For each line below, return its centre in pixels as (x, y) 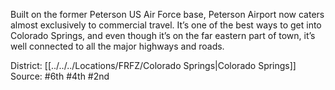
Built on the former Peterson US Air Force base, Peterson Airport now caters (167, 14)
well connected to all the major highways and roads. (117, 46)
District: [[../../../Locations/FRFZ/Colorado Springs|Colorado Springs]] (153, 65)
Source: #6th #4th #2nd (60, 76)
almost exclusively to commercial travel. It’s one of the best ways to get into (166, 25)
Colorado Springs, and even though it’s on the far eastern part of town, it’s (163, 35)
